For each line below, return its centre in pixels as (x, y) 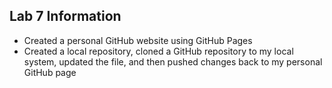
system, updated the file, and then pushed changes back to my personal (173, 61)
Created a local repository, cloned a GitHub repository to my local (158, 51)
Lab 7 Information (65, 16)
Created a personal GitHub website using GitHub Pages (138, 40)
